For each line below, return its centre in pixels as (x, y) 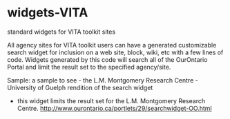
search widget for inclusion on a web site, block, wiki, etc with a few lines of (115, 52)
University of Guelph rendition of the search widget (80, 87)
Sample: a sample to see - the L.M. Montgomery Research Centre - (103, 80)
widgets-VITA (48, 13)
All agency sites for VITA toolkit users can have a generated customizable (112, 45)
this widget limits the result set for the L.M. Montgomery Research (111, 100)
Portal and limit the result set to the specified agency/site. (89, 67)
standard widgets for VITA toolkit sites (61, 32)
